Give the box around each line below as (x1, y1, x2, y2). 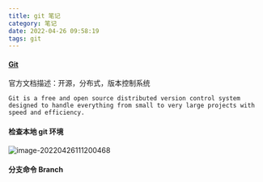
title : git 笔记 (8, 11, 61, 20)
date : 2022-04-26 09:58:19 (8, 27, 100, 35)
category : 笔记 (8, 19, 57, 28)
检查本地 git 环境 (8, 127, 64, 137)
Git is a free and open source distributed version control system (8, 95, 241, 103)
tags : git (8, 34, 42, 43)
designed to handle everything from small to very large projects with (8, 102, 255, 110)
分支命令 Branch (8, 165, 63, 175)
